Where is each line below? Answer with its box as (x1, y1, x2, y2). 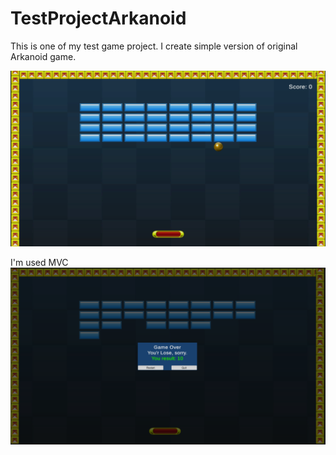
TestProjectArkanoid (10, 7, 187, 30)
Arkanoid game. (10, 50, 77, 62)
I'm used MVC (10, 256, 69, 268)
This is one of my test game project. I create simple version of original (10, 40, 298, 52)
